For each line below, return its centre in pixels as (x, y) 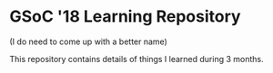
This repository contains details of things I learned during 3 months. (136, 59)
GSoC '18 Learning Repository (125, 17)
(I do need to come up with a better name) (89, 41)
